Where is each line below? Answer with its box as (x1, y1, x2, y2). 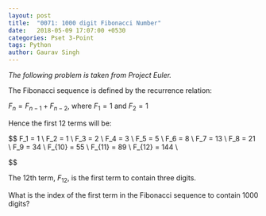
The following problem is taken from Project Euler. (8, 71, 172, 79)
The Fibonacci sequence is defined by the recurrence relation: (8, 86, 213, 95)
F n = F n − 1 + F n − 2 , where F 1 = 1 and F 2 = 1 (8, 101, 148, 112)
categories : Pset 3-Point (8, 33, 94, 42)
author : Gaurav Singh (8, 48, 80, 56)
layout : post (8, 11, 52, 20)
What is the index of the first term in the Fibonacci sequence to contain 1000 (8, 190, 259, 199)
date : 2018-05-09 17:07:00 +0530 (8, 26, 126, 34)
